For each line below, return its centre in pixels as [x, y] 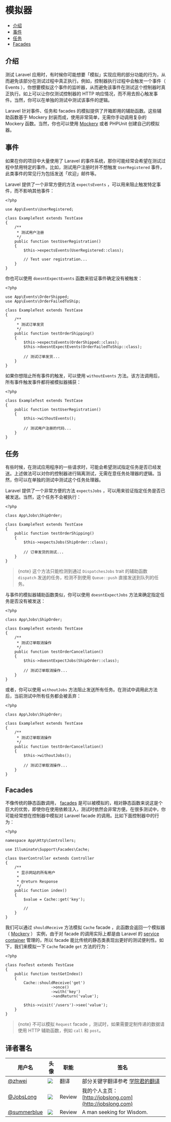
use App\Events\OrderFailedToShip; [43, 301]
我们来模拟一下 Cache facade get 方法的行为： [62, 947]
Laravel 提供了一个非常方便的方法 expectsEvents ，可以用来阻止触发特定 [81, 184]
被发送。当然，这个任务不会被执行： [43, 497]
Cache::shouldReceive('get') [54, 983]
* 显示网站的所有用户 [36, 873]
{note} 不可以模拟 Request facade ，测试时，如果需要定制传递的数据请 [91, 1024]
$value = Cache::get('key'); [54, 899]
